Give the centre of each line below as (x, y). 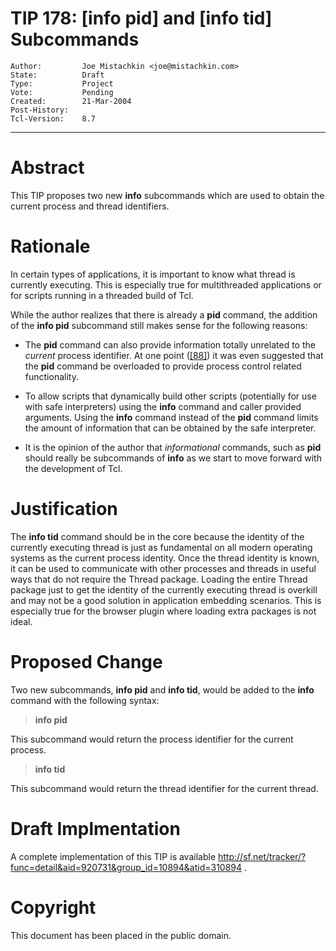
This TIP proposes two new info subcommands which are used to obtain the (167, 195)
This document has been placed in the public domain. (121, 935)
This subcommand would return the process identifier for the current (152, 739)
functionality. (51, 376)
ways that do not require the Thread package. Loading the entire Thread (159, 579)
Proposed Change (86, 661)
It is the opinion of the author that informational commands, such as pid (173, 447)
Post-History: (40, 110)
